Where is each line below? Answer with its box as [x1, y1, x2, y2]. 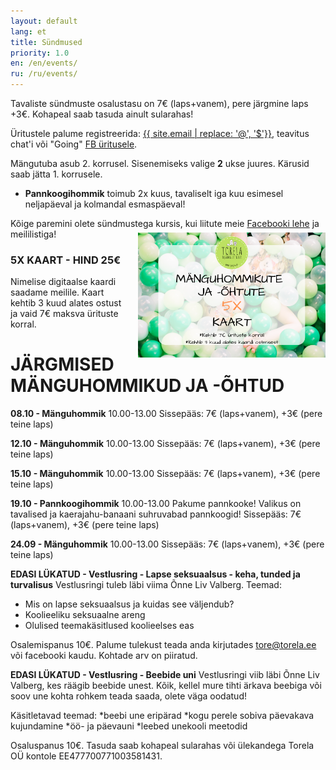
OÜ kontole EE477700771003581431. [10, 750, 163, 762]
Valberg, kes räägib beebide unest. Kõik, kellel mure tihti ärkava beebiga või [10, 680, 322, 692]
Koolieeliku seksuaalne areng [24, 609, 146, 621]
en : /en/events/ [10, 58, 78, 69]
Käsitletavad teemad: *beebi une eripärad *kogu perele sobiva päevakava [10, 710, 315, 722]
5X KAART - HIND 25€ [10, 253, 122, 267]
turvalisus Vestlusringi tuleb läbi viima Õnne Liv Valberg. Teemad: [10, 579, 282, 591]
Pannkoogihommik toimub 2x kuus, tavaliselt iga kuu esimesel [24, 188, 284, 199]
